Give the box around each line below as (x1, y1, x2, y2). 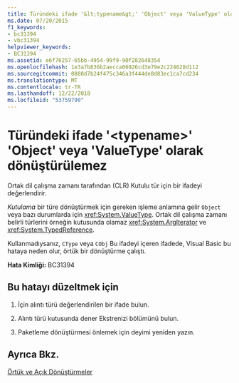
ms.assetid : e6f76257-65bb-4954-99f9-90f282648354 (7, 57, 161, 64)
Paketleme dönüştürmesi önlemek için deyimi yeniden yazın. (17, 327, 196, 336)
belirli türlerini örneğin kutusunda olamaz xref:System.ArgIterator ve (7, 218, 207, 226)
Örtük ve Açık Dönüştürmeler (7, 367, 93, 376)
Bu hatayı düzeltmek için (7, 281, 119, 293)
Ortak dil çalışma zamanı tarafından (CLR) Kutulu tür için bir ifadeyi (7, 181, 203, 190)
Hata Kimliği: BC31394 (7, 260, 75, 269)
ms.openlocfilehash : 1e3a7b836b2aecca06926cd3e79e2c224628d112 (7, 63, 199, 71)
